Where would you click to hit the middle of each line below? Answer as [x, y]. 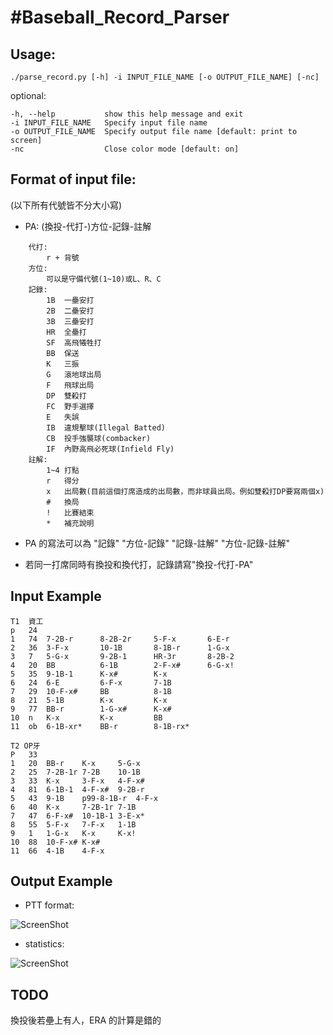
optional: [28, 95]
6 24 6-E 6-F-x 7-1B [91, 682]
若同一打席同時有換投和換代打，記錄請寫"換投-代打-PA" [139, 564]
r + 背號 [63, 257]
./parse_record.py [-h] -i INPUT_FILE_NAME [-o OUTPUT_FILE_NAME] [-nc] [165, 77]
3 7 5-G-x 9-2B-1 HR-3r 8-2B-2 [122, 656]
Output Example [61, 881]
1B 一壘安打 [70, 300]
